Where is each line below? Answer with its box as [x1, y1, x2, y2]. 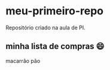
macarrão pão [5, 57, 41, 64]
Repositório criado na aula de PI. [5, 24, 86, 31]
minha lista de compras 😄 [5, 41, 105, 51]
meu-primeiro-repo [5, 4, 104, 18]
